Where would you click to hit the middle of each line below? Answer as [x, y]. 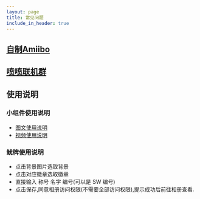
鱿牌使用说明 [25, 152]
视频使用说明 [31, 135]
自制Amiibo [28, 49]
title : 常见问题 [25, 18]
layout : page [23, 12]
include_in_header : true [38, 23]
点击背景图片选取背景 [42, 167]
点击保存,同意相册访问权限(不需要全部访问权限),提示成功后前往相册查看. [105, 189]
